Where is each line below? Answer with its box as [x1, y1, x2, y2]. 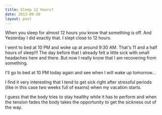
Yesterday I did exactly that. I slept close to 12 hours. [5, 35, 111, 41]
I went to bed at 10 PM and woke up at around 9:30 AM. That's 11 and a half [5, 45, 158, 51]
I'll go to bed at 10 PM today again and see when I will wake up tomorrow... [5, 70, 156, 76]
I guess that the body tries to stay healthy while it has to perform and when [5, 94, 157, 100]
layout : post [5, 16, 32, 21]
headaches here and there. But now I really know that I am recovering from [5, 55, 157, 61]
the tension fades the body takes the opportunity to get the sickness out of [5, 99, 157, 105]
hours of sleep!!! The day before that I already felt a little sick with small [5, 50, 150, 56]
